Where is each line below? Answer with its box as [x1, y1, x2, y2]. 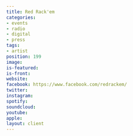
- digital [6, 31, 31, 37]
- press [6, 37, 26, 43]
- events [6, 20, 28, 26]
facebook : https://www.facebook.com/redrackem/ [6, 82, 128, 88]
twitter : [6, 87, 28, 93]
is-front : [6, 70, 31, 76]
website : [6, 76, 28, 82]
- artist [6, 48, 28, 54]
